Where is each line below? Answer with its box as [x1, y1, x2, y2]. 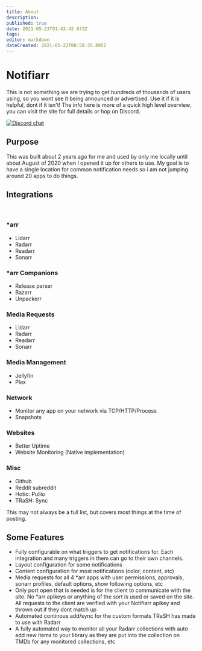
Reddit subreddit [14, 484, 57, 491]
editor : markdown [6, 37, 50, 43]
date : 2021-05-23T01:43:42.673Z [6, 25, 87, 32]
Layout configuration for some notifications [14, 561, 122, 568]
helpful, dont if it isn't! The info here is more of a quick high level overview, [6, 101, 192, 109]
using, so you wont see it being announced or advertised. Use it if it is [6, 95, 180, 102]
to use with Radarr [14, 619, 61, 626]
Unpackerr [14, 295, 42, 302]
